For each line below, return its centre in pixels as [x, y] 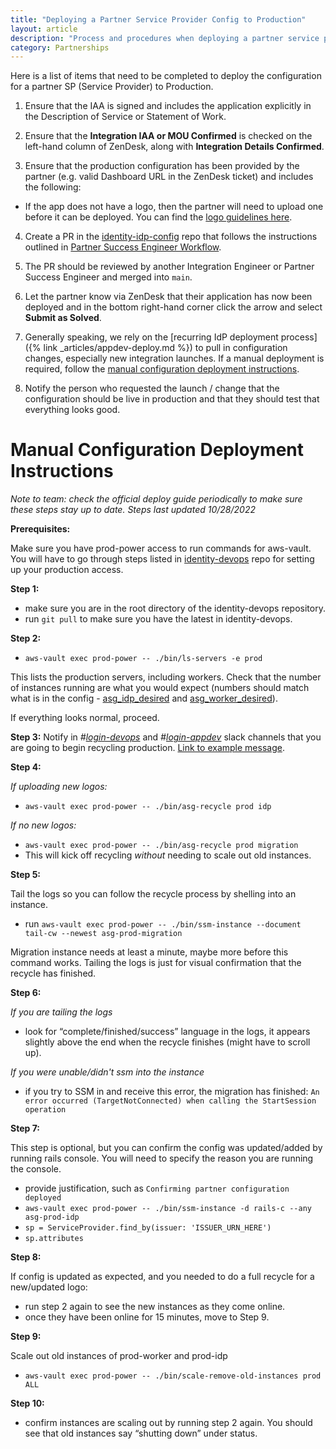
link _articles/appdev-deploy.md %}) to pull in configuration [165, 348]
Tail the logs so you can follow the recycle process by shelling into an [153, 894]
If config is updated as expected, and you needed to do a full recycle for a [162, 1277]
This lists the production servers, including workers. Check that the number [166, 677]
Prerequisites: [40, 529]
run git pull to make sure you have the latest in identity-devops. [158, 619]
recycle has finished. [53, 973]
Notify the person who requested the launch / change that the [152, 388]
